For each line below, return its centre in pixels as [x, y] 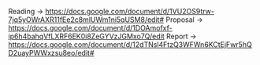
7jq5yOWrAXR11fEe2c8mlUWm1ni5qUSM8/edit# [86, 20]
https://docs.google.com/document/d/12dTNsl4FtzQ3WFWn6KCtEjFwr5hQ [130, 45]
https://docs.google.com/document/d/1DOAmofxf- [91, 28]
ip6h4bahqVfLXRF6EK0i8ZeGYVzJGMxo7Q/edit [86, 36]
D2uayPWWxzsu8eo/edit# [51, 53]
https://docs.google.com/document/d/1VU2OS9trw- [130, 11]
